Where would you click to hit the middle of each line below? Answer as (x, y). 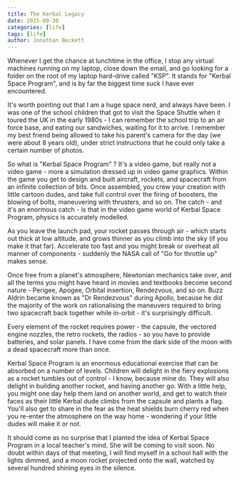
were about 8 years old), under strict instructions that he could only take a (116, 143)
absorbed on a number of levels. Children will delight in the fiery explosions (118, 371)
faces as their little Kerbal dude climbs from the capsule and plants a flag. (116, 401)
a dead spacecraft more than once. (59, 349)
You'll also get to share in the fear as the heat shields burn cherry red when (118, 409)
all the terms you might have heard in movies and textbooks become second (119, 283)
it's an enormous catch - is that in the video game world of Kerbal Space (114, 210)
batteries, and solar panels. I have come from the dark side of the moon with (120, 342)
